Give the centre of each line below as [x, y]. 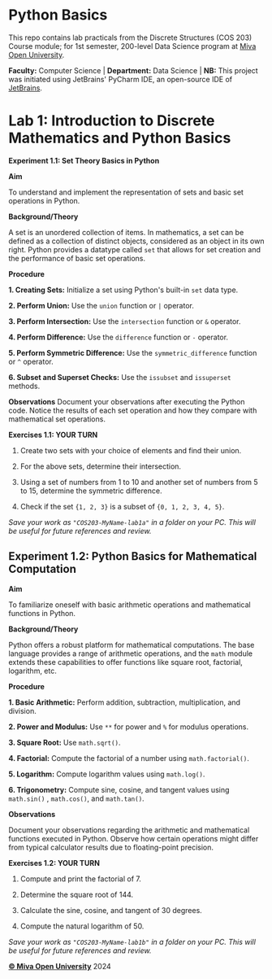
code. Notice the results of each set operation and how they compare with [133, 410]
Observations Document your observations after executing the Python [127, 401]
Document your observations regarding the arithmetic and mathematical [129, 830]
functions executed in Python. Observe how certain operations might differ [134, 838]
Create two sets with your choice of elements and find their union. [131, 450]
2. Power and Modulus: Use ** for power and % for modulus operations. [129, 727]
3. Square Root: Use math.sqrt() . [65, 742]
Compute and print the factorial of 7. [81, 878]
